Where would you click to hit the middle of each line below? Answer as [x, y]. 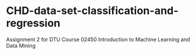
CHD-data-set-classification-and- [92, 11]
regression [33, 23]
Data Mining [21, 46]
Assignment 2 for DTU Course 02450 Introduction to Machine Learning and [98, 39]
